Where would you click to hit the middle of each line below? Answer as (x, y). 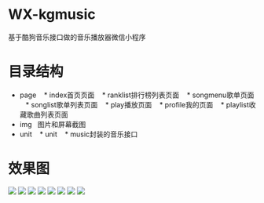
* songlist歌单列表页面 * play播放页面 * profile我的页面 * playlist (137, 104)
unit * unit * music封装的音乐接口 (79, 134)
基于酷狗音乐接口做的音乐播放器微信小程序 (77, 37)
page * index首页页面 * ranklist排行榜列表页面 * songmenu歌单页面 (137, 95)
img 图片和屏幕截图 (53, 124)
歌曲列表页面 (47, 114)
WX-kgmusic (52, 14)
